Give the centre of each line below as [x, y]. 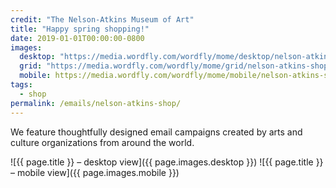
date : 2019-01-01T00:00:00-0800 [77, 38]
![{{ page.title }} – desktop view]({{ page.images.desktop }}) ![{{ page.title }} [167, 162]
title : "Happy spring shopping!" [80, 29]
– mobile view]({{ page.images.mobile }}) [95, 172]
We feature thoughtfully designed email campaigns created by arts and [156, 132]
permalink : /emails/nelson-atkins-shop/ [96, 103]
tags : [21, 85]
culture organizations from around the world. [102, 142]
